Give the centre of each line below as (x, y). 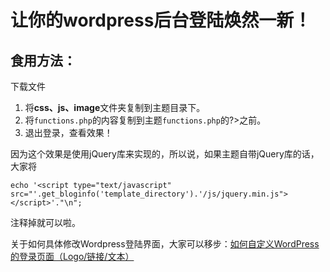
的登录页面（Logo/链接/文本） (72, 256)
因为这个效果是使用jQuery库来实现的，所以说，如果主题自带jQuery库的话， (165, 154)
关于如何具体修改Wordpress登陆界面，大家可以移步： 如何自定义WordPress (165, 244)
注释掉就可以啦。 (45, 222)
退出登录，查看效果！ (68, 132)
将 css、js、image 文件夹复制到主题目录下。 (115, 107)
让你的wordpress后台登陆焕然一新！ (161, 20)
